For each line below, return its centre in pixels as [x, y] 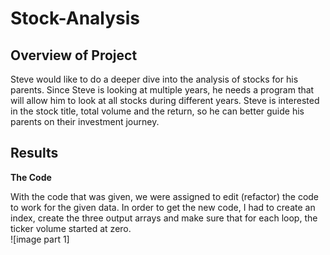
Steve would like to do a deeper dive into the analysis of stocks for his [154, 79]
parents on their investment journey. [85, 121]
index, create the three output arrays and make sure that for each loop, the [164, 218]
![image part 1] [40, 239]
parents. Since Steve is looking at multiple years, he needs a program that [162, 90]
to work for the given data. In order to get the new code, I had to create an [163, 207]
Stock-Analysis [75, 18]
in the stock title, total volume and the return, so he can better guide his [157, 111]
